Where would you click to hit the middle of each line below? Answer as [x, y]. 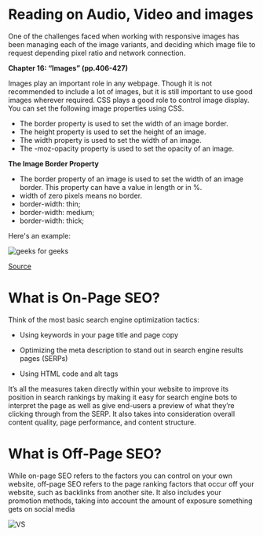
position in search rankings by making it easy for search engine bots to [123, 397]
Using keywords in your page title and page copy [99, 334]
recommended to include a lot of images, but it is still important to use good [130, 91]
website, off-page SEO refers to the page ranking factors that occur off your [131, 483]
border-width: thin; [50, 204]
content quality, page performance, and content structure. [102, 422]
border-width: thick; [52, 221]
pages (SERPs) [44, 358]
